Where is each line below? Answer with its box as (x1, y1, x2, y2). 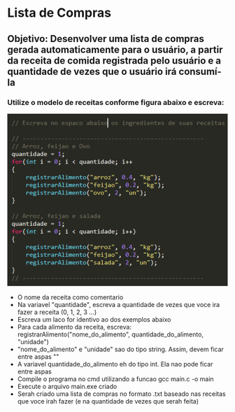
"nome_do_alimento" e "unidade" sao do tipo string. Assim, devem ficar (17, 345, 224, 354)
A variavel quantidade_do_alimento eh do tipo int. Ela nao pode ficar (17, 360, 213, 369)
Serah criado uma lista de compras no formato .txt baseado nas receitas (17, 390, 226, 398)
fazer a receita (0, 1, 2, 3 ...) (17, 308, 97, 316)
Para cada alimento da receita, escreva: (17, 323, 131, 332)
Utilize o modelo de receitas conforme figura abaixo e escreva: (7, 97, 225, 107)
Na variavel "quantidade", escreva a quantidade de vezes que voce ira (17, 301, 220, 309)
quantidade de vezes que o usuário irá (7, 65, 177, 78)
